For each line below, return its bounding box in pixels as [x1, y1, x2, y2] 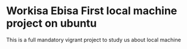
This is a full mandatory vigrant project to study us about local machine [6, 36, 181, 43]
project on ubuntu [6, 17, 97, 30]
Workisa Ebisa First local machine [6, 4, 177, 18]
